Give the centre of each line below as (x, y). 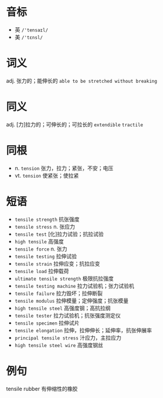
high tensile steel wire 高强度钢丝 (59, 345)
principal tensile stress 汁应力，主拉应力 (68, 338)
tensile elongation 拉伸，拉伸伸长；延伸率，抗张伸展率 (83, 330)
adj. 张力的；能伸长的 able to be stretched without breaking (82, 81)
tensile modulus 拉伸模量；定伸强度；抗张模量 (71, 300)
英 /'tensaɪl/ (31, 30)
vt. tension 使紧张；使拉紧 (47, 175)
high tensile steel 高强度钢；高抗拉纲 (63, 308)
